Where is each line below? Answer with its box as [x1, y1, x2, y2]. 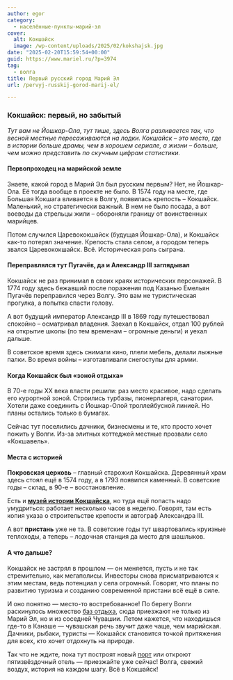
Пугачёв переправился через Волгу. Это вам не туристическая [7, 291, 197, 299]
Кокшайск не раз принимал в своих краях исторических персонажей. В [7, 276, 223, 285]
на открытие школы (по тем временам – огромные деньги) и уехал [7, 326, 207, 335]
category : [7, 17, 36, 24]
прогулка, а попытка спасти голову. [7, 299, 114, 307]
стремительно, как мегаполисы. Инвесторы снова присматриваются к [7, 571, 219, 580]
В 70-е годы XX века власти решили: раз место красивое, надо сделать [7, 387, 223, 395]
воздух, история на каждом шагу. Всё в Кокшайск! [7, 665, 159, 673]
